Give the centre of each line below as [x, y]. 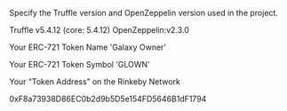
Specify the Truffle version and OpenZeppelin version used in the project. [143, 13]
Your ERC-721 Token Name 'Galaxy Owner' [88, 47]
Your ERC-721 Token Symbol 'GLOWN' [80, 64]
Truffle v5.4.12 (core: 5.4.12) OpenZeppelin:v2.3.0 [99, 30]
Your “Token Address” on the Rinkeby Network [95, 82]
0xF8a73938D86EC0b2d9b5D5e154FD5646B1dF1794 [108, 99]
